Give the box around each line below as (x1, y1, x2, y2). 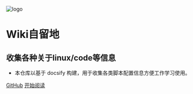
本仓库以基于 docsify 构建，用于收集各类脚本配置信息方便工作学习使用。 (14, 69, 191, 76)
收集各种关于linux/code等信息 (6, 53, 116, 62)
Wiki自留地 (6, 28, 60, 41)
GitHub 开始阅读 (6, 82, 45, 89)
